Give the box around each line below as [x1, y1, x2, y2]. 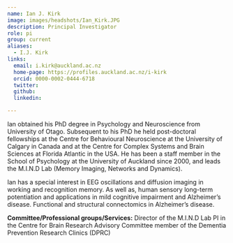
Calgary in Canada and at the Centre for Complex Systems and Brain [7, 142, 204, 150]
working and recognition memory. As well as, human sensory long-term [7, 186, 213, 193]
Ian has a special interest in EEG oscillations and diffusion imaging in [7, 178, 204, 186]
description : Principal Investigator [7, 23, 117, 30]
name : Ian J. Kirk [7, 10, 61, 17]
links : [7, 56, 27, 63]
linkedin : [13, 95, 42, 102]
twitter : [13, 82, 39, 89]
